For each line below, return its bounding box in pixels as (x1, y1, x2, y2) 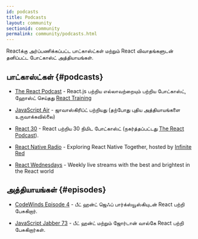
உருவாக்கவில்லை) (14, 113, 55, 120)
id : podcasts (6, 8, 39, 15)
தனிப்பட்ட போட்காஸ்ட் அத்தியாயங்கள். (6, 54, 94, 62)
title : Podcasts (6, 14, 47, 20)
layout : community (6, 20, 52, 26)
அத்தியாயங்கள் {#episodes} (6, 185, 106, 195)
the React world (14, 167, 54, 174)
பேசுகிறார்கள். (14, 226, 46, 233)
